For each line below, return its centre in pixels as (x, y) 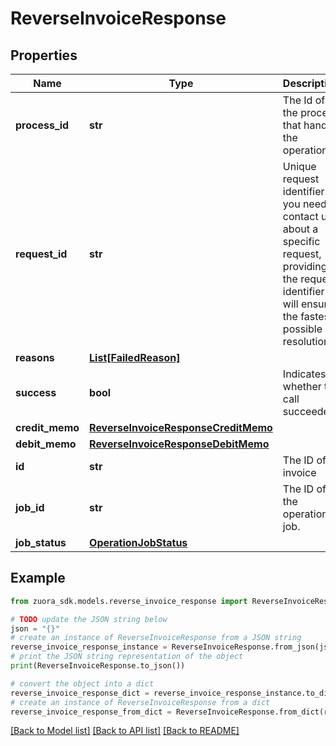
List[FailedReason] (135, 357)
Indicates (304, 374)
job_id (30, 507)
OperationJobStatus (138, 542)
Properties (44, 55)
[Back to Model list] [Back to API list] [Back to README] (125, 731)
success (36, 392)
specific (301, 241)
